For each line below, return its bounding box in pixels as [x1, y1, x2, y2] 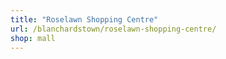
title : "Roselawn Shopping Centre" [10, 14, 159, 25]
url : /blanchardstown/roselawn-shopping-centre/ [10, 24, 217, 34]
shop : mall [10, 33, 56, 43]
